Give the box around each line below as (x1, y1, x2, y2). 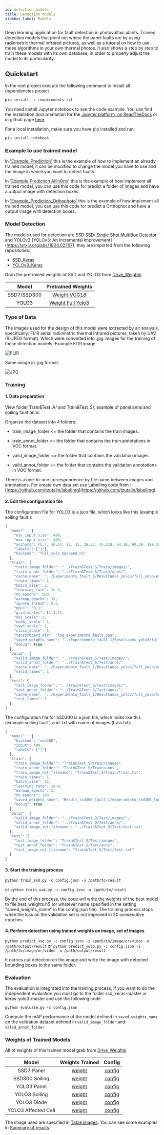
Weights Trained (60, 1059, 99, 1066)
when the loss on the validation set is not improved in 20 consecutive (5, 912, 144, 917)
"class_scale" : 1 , (14, 628, 51, 633)
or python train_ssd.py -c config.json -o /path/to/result (5, 886, 127, 892)
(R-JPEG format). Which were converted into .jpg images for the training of (5, 335, 156, 341)
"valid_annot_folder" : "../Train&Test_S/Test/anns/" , (14, 660, 125, 665)
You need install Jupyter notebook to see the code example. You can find (5, 106, 152, 112)
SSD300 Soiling (13, 1075, 50, 1082)
